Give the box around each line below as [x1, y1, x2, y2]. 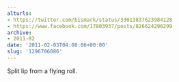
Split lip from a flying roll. [7, 66, 77, 75]
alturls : [7, 10, 32, 17]
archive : [7, 29, 32, 36]
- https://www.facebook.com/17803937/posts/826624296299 [7, 23, 173, 29]
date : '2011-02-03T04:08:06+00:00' [7, 42, 109, 49]
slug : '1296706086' [7, 49, 63, 55]
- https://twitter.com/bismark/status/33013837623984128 [7, 16, 173, 23]
